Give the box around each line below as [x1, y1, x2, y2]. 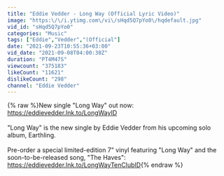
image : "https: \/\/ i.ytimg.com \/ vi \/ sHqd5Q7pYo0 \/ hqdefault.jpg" [7, 17, 202, 24]
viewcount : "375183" [7, 62, 68, 69]
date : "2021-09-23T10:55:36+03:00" [7, 43, 111, 50]
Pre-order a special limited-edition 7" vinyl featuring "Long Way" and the [7, 146, 217, 154]
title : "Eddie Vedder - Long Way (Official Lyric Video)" [7, 10, 180, 18]
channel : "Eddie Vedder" [7, 82, 80, 89]
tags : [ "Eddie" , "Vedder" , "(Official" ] [7, 36, 120, 43]
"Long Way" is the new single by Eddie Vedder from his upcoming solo [7, 123, 211, 132]
